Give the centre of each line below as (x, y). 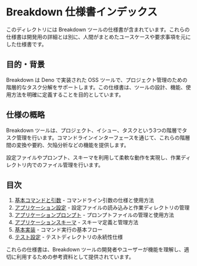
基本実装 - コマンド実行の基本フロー (59, 230)
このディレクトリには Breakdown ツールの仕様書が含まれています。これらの (98, 29)
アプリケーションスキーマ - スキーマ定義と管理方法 (76, 222)
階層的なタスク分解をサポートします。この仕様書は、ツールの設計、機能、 (96, 87)
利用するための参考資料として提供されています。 (75, 257)
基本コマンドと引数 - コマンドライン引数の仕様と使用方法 (84, 200)
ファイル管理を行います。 (73, 165)
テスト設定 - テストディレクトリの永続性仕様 (69, 237)
